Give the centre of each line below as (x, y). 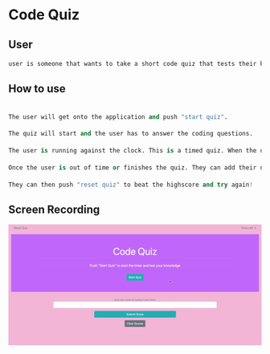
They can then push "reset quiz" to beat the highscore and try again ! (131, 185)
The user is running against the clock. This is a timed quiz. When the (133, 151)
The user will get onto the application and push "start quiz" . (118, 117)
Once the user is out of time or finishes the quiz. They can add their (133, 167)
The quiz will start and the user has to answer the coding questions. (131, 134)
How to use (37, 89)
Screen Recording (54, 209)
